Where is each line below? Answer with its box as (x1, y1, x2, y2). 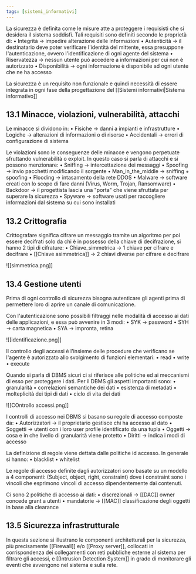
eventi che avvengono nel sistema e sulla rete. (6, 561, 119, 568)
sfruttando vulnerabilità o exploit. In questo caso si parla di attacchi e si (6, 155, 178, 162)
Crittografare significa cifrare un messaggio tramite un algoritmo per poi (6, 232, 180, 239)
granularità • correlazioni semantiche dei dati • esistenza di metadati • (6, 384, 177, 391)
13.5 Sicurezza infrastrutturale (6, 520, 120, 530)
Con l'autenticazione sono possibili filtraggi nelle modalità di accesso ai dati (6, 313, 190, 320)
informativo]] (6, 92, 38, 99)
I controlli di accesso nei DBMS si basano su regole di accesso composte (6, 413, 183, 420)
